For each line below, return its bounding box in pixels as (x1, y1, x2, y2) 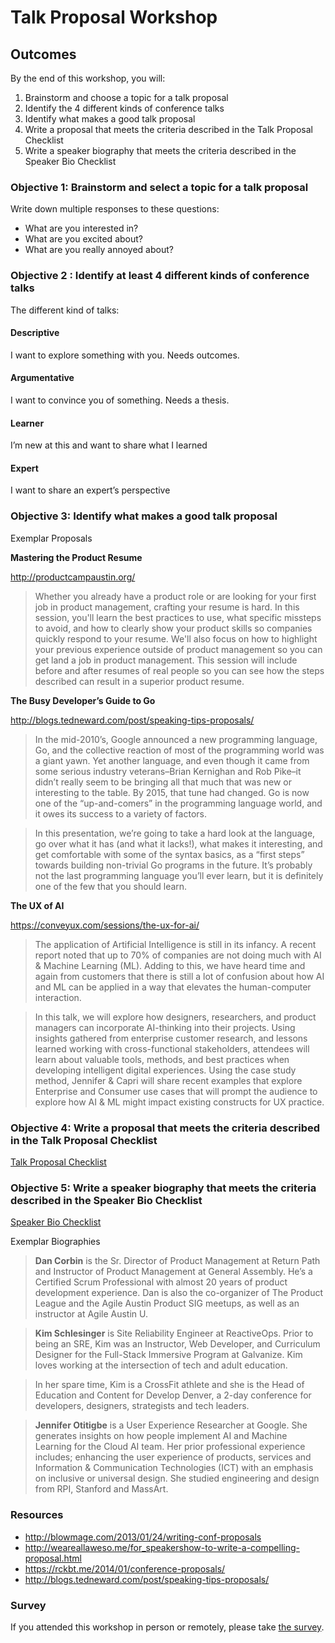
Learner (10, 417, 45, 429)
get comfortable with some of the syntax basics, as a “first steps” (34, 848, 305, 860)
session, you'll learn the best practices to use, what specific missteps (34, 611, 322, 623)
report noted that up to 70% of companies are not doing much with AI (34, 949, 322, 961)
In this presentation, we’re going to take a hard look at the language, (34, 827, 316, 839)
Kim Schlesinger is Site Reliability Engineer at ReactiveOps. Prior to (34, 1327, 314, 1340)
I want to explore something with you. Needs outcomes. (10, 349, 240, 361)
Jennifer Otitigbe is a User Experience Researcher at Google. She (34, 1419, 308, 1431)
